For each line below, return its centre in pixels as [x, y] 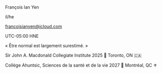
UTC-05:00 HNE [22, 36]
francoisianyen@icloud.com [34, 26]
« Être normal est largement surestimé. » [47, 46]
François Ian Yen [22, 7]
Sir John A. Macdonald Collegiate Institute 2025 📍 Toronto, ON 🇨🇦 [74, 55]
